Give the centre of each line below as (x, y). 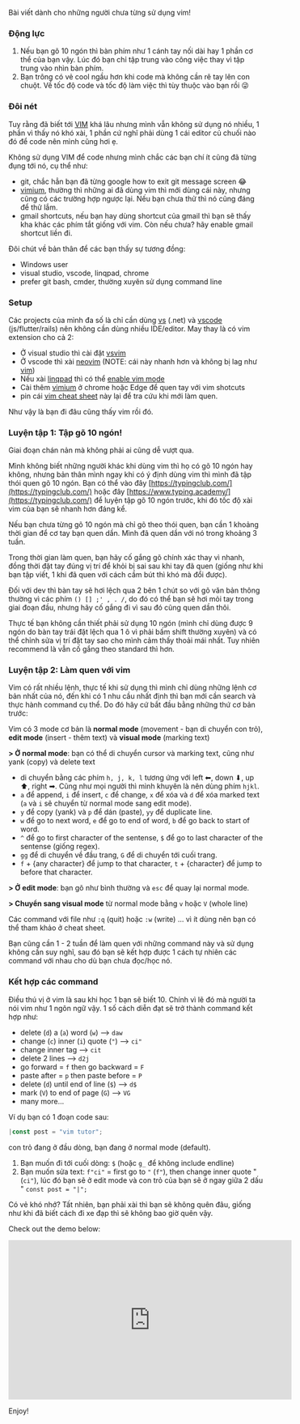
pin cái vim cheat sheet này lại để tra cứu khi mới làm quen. (119, 396)
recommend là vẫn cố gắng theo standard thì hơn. (92, 649)
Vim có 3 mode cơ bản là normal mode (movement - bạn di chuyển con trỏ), (135, 729)
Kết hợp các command (53, 982)
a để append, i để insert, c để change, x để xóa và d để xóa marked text (140, 795)
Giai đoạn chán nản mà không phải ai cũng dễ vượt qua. (101, 450)
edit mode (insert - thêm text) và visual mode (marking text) (109, 738)
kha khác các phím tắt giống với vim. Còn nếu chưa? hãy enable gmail (136, 224)
